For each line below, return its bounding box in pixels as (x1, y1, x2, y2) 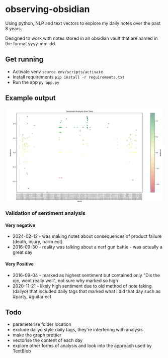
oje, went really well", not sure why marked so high (12, 278, 118, 284)
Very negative (5, 222, 36, 228)
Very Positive (5, 261, 34, 267)
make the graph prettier (12, 332, 62, 338)
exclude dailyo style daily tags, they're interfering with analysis (12, 327, 143, 333)
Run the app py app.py (12, 79, 59, 85)
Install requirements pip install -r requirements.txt (12, 74, 125, 80)
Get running (5, 55, 44, 64)
